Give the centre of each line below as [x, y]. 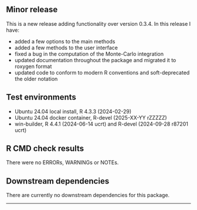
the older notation [36, 79]
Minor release [32, 10]
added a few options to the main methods [65, 41]
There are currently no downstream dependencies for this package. [88, 195]
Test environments [41, 97]
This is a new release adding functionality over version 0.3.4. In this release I [98, 23]
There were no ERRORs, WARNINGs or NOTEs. [62, 162]
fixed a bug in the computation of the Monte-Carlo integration [89, 54]
